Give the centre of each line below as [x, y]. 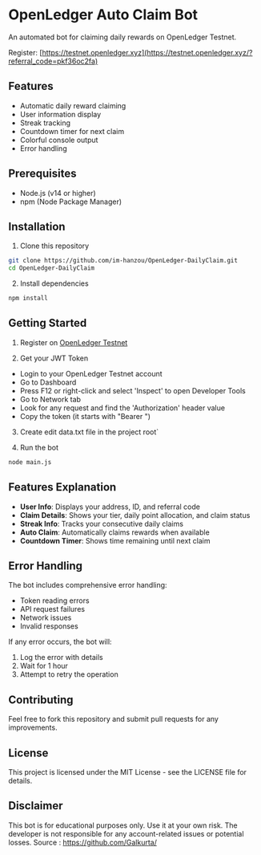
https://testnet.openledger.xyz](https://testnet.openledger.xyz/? [147, 52]
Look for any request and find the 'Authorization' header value [122, 408]
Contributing [41, 700]
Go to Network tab [50, 399]
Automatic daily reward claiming [73, 105]
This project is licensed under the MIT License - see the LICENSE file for [127, 772]
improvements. [33, 727]
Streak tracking [45, 123]
